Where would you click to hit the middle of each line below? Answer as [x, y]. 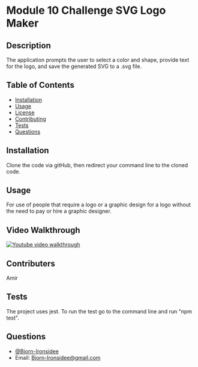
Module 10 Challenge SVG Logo [86, 11]
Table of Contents [40, 85]
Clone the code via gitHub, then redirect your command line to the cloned [97, 165]
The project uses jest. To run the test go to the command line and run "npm [99, 311]
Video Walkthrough [43, 230]
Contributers [31, 263]
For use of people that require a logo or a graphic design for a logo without [98, 205]
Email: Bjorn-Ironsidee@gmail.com [58, 357]
